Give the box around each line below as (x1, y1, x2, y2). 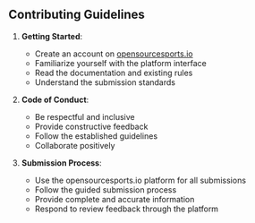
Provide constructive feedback (34, 121, 149, 132)
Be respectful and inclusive (34, 111, 135, 122)
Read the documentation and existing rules (34, 67, 193, 78)
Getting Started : (21, 30, 83, 41)
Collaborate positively (34, 140, 115, 150)
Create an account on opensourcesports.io (34, 48, 193, 59)
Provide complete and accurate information (34, 193, 195, 204)
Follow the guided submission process (34, 184, 177, 195)
